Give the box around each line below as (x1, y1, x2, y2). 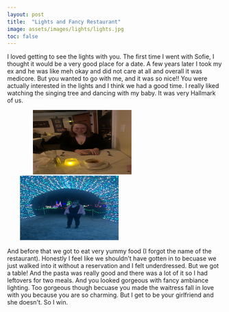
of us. (7, 96, 24, 104)
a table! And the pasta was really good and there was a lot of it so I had (7, 269, 208, 278)
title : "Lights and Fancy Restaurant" (7, 18, 121, 25)
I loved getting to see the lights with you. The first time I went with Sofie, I (7, 52, 215, 61)
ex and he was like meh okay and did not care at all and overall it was (7, 67, 202, 76)
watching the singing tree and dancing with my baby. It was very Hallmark (7, 89, 216, 98)
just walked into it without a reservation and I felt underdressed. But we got (7, 262, 219, 270)
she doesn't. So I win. (7, 298, 69, 307)
